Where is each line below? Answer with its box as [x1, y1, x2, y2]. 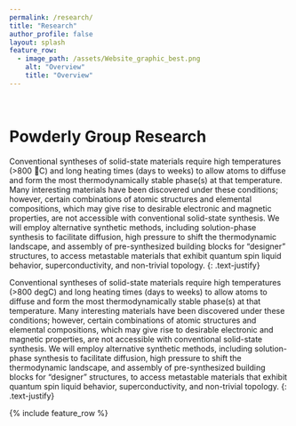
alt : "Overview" [25, 63, 86, 72]
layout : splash [9, 37, 66, 47]
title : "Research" [9, 21, 77, 30]
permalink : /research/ [9, 12, 93, 22]
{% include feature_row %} [9, 407, 108, 418]
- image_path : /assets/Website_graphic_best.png [17, 54, 201, 63]
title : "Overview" [25, 71, 93, 80]
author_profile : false [9, 29, 93, 38]
